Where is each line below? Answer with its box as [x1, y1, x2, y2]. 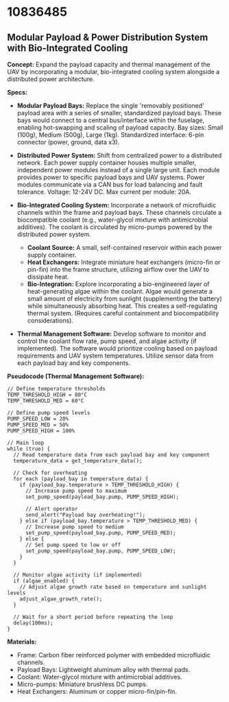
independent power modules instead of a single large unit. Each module [16, 166, 221, 174]
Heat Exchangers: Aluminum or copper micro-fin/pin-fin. [16, 688, 177, 695]
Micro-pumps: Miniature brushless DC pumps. [16, 680, 148, 688]
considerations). [27, 316, 74, 325]
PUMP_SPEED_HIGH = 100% [7, 428, 75, 434]
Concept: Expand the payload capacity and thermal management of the [7, 60, 210, 69]
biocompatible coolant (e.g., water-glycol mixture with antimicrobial [16, 215, 208, 224]
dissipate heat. [27, 272, 69, 281]
